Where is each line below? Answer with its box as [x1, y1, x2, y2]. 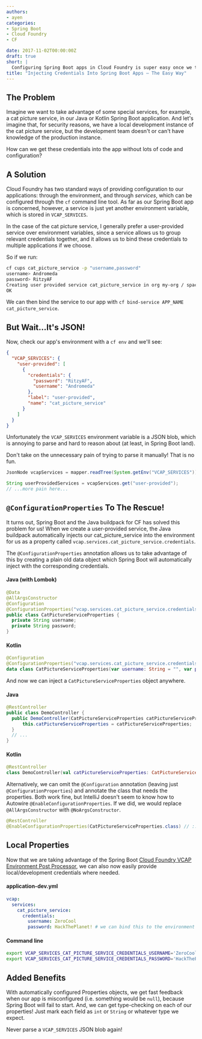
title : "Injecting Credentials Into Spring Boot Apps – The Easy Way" [6, 70, 187, 76]
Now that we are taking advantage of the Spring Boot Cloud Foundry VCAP [6, 856, 192, 863]
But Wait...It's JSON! [6, 322, 85, 332]
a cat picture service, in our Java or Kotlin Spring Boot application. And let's [6, 115, 194, 122]
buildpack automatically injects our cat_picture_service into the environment [6, 531, 195, 539]
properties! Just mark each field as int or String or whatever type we [6, 1008, 179, 1015]
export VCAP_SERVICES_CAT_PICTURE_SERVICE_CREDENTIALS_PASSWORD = [6, 956, 173, 962]
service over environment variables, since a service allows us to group [6, 229, 181, 236]
